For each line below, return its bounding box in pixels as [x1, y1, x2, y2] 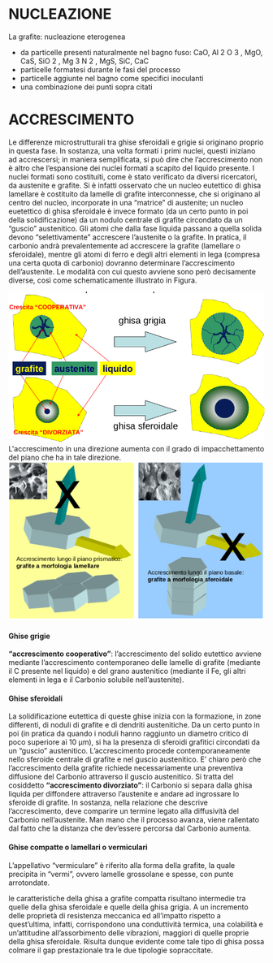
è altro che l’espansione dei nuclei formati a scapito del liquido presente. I [8, 163, 255, 173]
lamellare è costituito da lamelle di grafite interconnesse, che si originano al [8, 188, 261, 199]
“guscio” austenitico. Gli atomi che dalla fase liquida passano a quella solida [8, 223, 262, 233]
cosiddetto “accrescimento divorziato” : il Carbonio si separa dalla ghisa [8, 780, 253, 790]
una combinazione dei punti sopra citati [19, 82, 153, 92]
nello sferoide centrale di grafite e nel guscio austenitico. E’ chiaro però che [8, 754, 262, 764]
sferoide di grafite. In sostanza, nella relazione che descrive [8, 797, 209, 808]
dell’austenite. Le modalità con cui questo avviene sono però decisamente [8, 266, 256, 276]
